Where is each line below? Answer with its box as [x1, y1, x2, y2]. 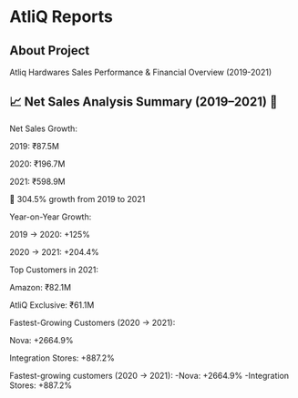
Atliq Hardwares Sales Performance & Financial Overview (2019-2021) [9, 66, 272, 77]
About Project [9, 43, 90, 58]
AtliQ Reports [9, 6, 114, 27]
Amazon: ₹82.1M [9, 281, 71, 292]
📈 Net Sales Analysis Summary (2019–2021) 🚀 [9, 94, 278, 110]
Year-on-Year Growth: [9, 211, 92, 222]
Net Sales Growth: [9, 123, 77, 134]
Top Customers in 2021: [9, 264, 98, 275]
